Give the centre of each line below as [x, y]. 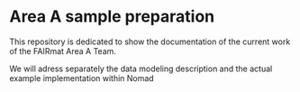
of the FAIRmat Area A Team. [63, 51]
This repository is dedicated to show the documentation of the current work [150, 41]
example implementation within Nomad [82, 78]
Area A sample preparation [112, 17]
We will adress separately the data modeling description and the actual [141, 69]
